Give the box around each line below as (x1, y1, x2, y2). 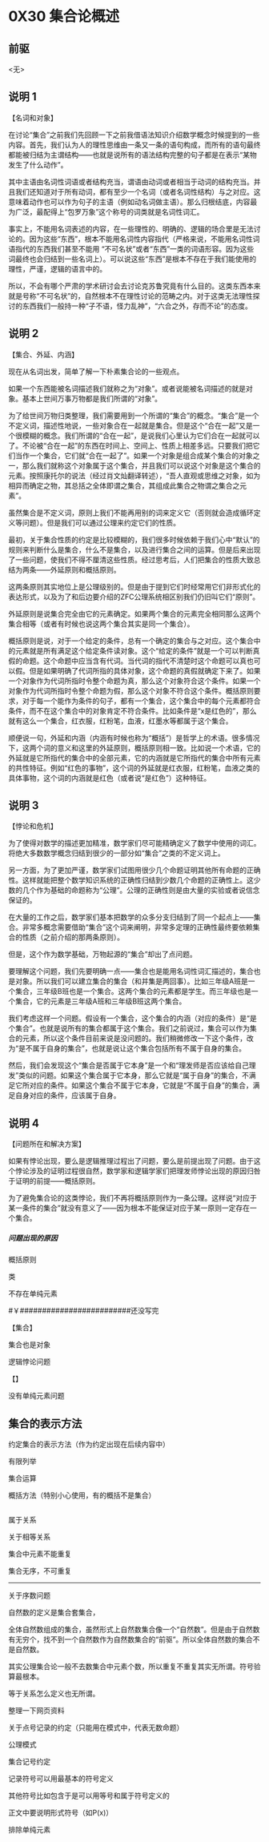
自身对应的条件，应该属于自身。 (14, 1091, 121, 1100)
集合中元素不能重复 (8, 1549, 72, 1558)
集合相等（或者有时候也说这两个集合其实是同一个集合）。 (8, 618, 195, 629)
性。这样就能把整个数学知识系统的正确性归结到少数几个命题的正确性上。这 (8, 875, 254, 885)
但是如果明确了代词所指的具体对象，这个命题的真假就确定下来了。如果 (29, 666, 261, 675)
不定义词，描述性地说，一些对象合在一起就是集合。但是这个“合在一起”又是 (8, 420, 254, 430)
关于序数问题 (8, 1591, 50, 1600)
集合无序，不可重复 (8, 1567, 72, 1576)
